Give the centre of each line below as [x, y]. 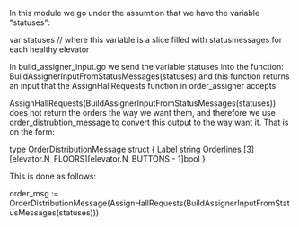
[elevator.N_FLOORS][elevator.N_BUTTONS [90, 159]
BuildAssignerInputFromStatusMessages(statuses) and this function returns [149, 76]
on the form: [32, 132]
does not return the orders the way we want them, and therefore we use [142, 113]
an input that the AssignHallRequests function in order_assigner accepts [143, 86]
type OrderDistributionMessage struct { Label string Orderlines [126, 149]
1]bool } [192, 159]
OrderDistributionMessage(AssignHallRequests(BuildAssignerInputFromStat [149, 203]
